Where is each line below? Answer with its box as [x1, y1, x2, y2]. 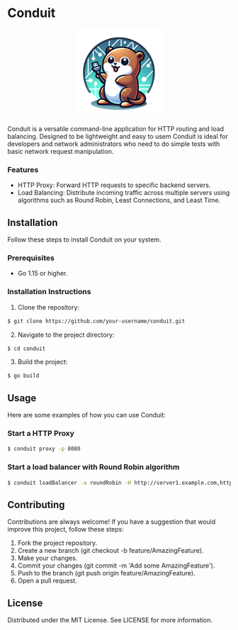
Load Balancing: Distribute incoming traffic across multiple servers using [17, 189, 230, 197]
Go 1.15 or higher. [17, 269, 68, 278]
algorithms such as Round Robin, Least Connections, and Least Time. [17, 196, 221, 205]
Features [7, 164, 39, 174]
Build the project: [17, 358, 68, 366]
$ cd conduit [7, 345, 46, 352]
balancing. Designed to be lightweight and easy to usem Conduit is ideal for [7, 132, 228, 140]
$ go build [7, 372, 40, 380]
